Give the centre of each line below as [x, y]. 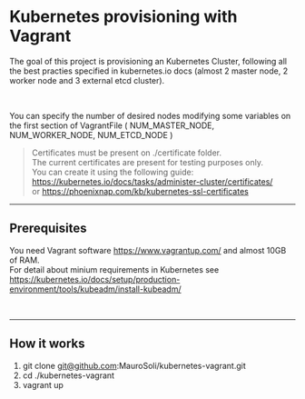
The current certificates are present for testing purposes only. [147, 162]
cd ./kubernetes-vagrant [69, 375]
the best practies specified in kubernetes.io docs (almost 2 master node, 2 [149, 71]
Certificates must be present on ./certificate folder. [127, 153]
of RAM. [25, 260]
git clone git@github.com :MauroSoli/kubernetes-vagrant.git [134, 365]
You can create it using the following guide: [113, 172]
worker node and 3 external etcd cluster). [87, 80]
